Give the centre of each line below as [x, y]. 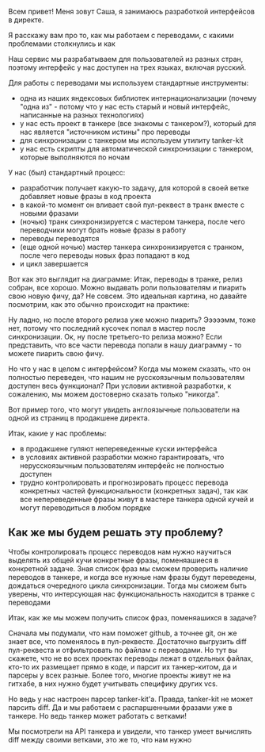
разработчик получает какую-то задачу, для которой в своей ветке [134, 188]
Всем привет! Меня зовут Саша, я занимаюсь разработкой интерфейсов [132, 12]
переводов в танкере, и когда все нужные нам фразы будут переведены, [132, 577]
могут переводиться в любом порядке [85, 508]
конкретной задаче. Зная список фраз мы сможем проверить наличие [128, 568]
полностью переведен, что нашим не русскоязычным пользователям [127, 377]
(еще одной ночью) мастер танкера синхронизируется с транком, [132, 247]
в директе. [26, 20]
